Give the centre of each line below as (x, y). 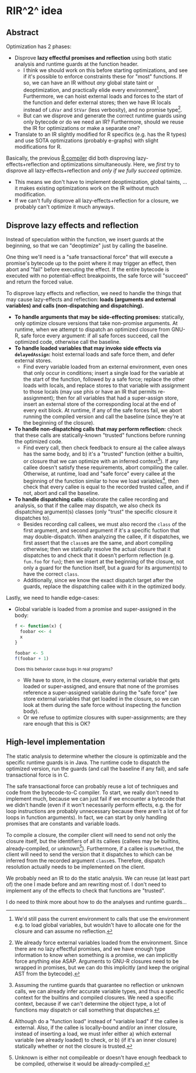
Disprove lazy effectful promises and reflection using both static (93, 58)
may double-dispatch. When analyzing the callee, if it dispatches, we (106, 536)
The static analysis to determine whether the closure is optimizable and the (96, 756)
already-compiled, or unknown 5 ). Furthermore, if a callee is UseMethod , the (95, 848)
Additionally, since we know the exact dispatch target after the (98, 580)
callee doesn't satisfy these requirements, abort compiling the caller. (106, 467)
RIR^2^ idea (34, 11)
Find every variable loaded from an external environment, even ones (105, 367)
